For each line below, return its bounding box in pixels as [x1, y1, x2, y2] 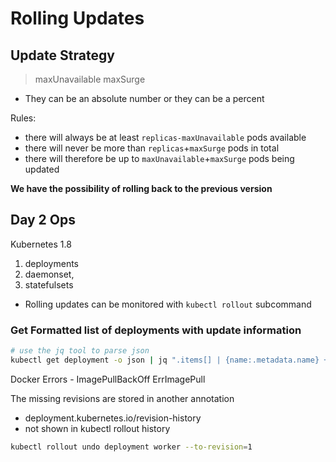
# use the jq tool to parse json [10, 346, 150, 356]
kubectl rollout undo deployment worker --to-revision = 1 [10, 442, 253, 452]
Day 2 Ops [10, 212, 76, 229]
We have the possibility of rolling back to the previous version [10, 183, 273, 194]
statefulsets [24, 278, 74, 291]
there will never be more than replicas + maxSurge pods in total [24, 142, 280, 154]
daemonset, [24, 268, 75, 280]
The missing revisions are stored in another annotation [10, 392, 235, 404]
